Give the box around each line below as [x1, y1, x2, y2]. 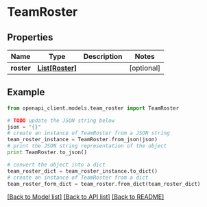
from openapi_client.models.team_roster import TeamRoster [7, 104, 180, 112]
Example [7, 86, 45, 98]
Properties [7, 32, 53, 43]
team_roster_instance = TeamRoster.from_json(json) [7, 136, 158, 143]
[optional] [129, 63, 161, 73]
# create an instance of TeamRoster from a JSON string [7, 130, 170, 137]
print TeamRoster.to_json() [7, 149, 88, 156]
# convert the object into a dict [7, 161, 106, 168]
